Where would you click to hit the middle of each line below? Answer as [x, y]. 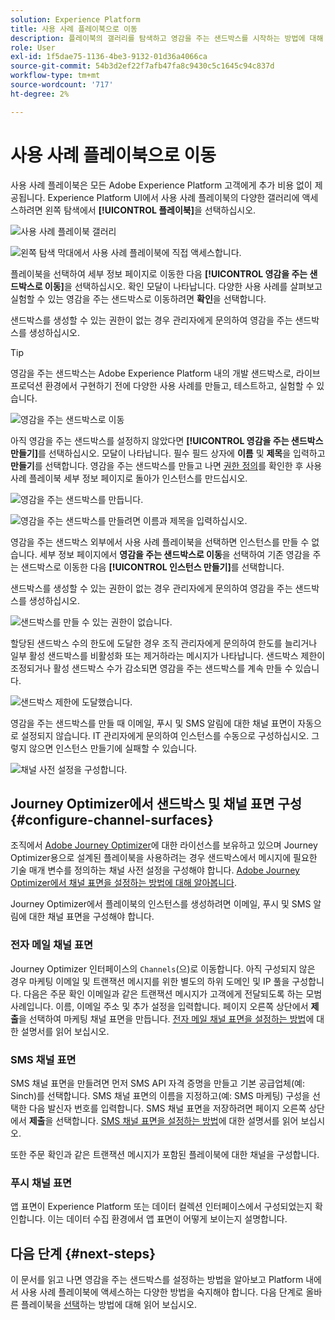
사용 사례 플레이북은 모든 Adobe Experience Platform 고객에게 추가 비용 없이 [161, 185]
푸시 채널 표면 [41, 1183]
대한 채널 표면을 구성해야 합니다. [91, 917]
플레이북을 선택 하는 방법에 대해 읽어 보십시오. [109, 1305]
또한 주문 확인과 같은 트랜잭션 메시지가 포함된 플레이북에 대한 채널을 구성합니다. [165, 1154]
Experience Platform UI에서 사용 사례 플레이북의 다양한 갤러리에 [173, 197]
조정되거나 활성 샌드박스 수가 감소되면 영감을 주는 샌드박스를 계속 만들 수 [151, 668]
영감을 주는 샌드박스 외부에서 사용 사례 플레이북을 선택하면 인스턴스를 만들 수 [160, 542]
